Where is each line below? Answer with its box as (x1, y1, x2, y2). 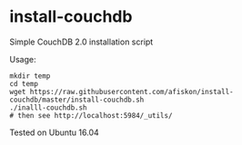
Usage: (9, 53, 36, 64)
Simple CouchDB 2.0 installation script (9, 36, 154, 47)
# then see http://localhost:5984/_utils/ (9, 111, 173, 120)
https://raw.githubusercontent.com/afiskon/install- (29, 87, 234, 96)
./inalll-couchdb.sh (9, 102, 88, 112)
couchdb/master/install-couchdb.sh (9, 95, 145, 104)
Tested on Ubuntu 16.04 (9, 127, 100, 138)
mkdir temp (9, 71, 51, 81)
